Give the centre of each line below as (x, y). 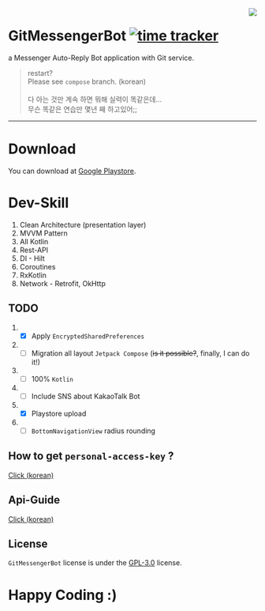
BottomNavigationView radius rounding (93, 431)
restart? (40, 73)
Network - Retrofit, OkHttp (63, 283)
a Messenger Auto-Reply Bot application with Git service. (101, 58)
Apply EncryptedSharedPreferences (88, 336)
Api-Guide (34, 500)
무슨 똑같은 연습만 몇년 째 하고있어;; (82, 109)
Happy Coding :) (63, 595)
